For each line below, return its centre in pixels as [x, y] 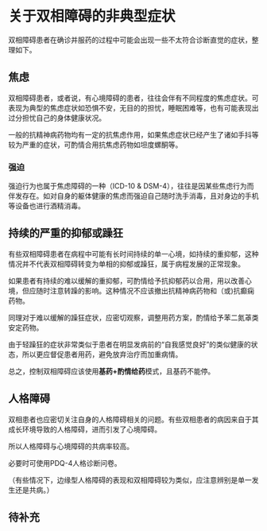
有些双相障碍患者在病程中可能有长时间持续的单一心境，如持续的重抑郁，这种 [133, 254]
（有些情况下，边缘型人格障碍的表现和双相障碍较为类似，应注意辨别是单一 [130, 480]
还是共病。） [34, 490]
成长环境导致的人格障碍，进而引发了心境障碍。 [85, 429]
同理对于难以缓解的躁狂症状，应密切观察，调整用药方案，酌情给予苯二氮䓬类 [133, 317]
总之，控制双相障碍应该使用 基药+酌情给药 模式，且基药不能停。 [112, 371]
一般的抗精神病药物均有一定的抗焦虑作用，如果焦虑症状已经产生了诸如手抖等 [133, 134]
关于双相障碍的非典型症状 [92, 16]
